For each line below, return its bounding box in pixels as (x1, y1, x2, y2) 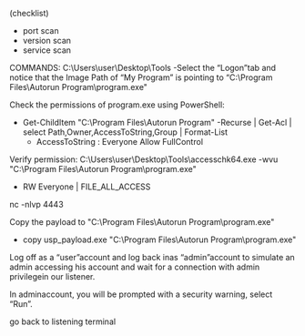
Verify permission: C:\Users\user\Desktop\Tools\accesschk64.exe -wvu (9, 154, 279, 165)
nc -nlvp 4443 (9, 199, 64, 209)
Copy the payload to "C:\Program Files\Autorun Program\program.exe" (9, 217, 275, 227)
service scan (22, 45, 71, 56)
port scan (22, 25, 59, 36)
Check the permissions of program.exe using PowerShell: (9, 99, 225, 110)
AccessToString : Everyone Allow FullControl (36, 137, 203, 147)
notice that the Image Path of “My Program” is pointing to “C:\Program (9, 72, 273, 83)
